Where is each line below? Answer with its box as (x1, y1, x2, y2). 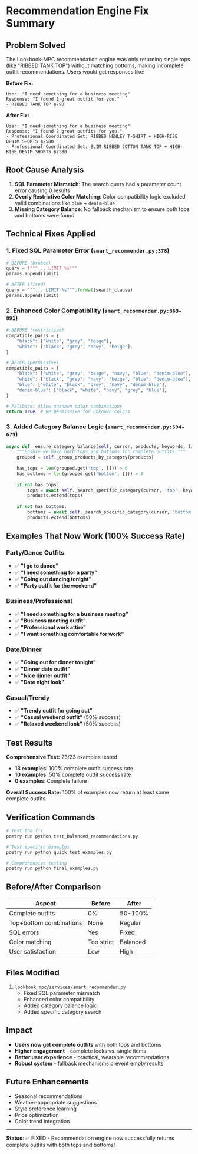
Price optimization (14, 1111, 59, 1118)
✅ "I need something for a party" (14, 569, 98, 576)
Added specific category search (23, 1008, 102, 1015)
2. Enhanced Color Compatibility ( (6, 306, 105, 315)
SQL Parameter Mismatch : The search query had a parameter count (14, 180, 181, 187)
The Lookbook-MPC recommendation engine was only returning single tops (6, 56, 190, 62)
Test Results (6, 738, 53, 748)
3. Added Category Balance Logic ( (6, 423, 108, 431)
